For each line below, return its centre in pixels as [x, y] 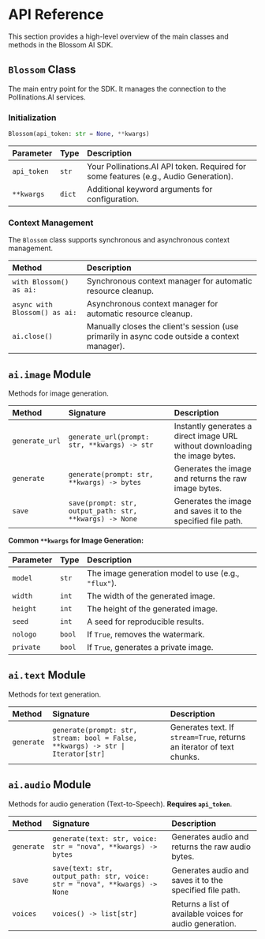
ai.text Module [47, 676]
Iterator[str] [78, 753]
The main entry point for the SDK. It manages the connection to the [117, 88]
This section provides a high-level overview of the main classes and [118, 36]
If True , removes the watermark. [146, 635]
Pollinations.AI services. [47, 97]
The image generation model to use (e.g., [163, 573]
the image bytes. [205, 456]
